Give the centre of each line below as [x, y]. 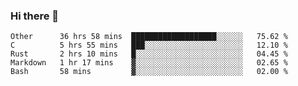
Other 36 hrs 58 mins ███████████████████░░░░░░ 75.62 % [149, 37]
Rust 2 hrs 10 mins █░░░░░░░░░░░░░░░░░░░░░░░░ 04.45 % [149, 54]
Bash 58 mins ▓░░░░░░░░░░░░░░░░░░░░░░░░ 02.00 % [149, 72]
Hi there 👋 [35, 16]
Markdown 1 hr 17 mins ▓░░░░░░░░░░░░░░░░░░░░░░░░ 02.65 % [149, 63]
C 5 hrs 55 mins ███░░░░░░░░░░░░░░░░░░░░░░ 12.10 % [149, 45]
